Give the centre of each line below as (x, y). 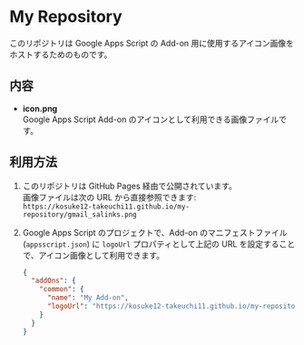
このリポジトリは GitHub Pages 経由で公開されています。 (130, 186)
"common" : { (62, 289)
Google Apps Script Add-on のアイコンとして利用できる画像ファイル (151, 119)
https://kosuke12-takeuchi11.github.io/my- (106, 207)
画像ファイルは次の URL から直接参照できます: (109, 197)
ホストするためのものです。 (61, 54)
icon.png (40, 108)
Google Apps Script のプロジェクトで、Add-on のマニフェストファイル (155, 232)
